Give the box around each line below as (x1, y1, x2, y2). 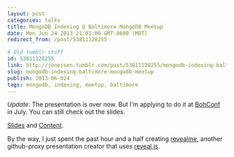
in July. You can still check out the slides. (7, 107, 125, 116)
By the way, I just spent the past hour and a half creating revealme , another (7, 135, 223, 143)
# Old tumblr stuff (7, 49, 64, 56)
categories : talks (7, 17, 61, 24)
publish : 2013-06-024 (7, 75, 70, 82)
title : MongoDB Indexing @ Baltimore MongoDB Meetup (7, 23, 164, 30)
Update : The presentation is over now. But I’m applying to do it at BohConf (7, 100, 221, 109)
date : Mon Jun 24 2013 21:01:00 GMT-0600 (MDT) (7, 29, 148, 37)
